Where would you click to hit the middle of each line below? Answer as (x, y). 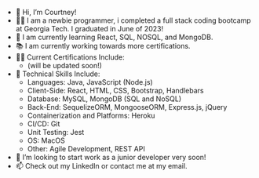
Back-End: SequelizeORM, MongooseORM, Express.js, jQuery (127, 107)
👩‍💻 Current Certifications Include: (70, 57)
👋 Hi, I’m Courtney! (46, 12)
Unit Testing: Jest (56, 132)
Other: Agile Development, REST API (86, 149)
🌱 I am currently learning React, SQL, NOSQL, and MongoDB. (114, 37)
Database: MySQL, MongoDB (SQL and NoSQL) (104, 99)
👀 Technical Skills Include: (58, 74)
